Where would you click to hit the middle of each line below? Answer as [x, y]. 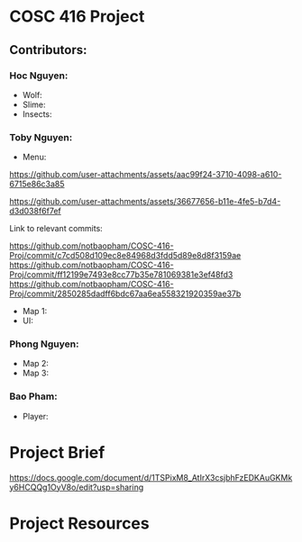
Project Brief [57, 452]
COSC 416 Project [77, 17]
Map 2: [36, 364]
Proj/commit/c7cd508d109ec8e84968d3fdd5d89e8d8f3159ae [125, 256]
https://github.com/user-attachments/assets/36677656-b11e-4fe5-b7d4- [145, 202]
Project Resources [80, 523]
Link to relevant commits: [56, 229]
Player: [35, 416]
